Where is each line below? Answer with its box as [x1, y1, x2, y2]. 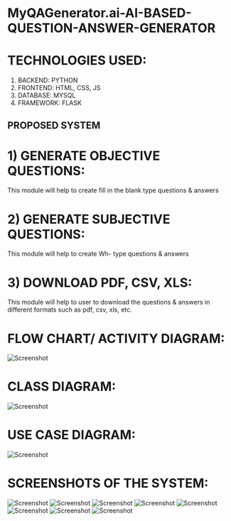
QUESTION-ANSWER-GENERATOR [7, 20, 216, 36]
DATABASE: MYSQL [17, 91, 76, 100]
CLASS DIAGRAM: [7, 378, 116, 395]
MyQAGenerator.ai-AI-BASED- [7, 5, 192, 21]
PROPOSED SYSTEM [7, 119, 101, 131]
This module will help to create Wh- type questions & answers [7, 250, 190, 258]
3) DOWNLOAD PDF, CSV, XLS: [7, 275, 193, 290]
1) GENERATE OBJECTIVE [7, 148, 161, 164]
